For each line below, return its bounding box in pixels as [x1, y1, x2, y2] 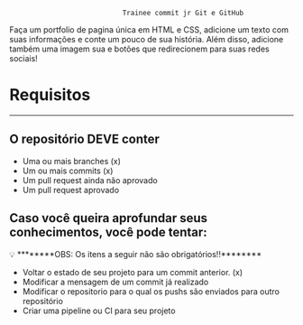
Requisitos [9, 85, 91, 106]
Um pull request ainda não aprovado [22, 174, 158, 185]
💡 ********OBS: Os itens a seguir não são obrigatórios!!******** [9, 248, 262, 259]
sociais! [9, 53, 38, 63]
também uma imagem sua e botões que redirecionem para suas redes [9, 43, 270, 54]
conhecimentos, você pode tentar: [9, 225, 207, 240]
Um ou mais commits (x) [22, 165, 114, 176]
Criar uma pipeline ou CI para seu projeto [22, 305, 176, 316]
